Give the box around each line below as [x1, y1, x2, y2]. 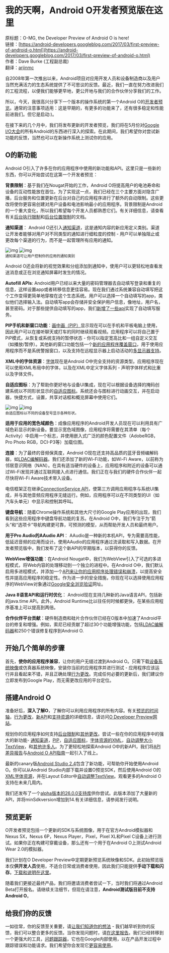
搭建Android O [5, 693, 51, 702]
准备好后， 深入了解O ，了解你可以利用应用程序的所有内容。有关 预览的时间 [5, 708, 158, 714]
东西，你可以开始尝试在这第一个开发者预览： [5, 171, 98, 177]
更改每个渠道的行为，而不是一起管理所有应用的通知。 [5, 237, 116, 243]
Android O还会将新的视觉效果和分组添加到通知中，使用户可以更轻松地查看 [5, 263, 158, 269]
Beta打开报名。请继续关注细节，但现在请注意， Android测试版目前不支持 [5, 886, 155, 892]
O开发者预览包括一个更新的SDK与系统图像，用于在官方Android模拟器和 [5, 827, 153, 833]
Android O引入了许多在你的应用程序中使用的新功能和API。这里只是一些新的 [5, 165, 161, 171]
